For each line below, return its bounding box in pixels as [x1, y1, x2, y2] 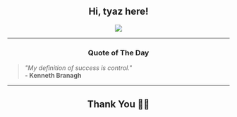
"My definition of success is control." [24, 64, 133, 72]
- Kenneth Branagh [24, 71, 82, 80]
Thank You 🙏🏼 [87, 98, 150, 110]
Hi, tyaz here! [88, 6, 149, 18]
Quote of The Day [87, 48, 150, 57]
